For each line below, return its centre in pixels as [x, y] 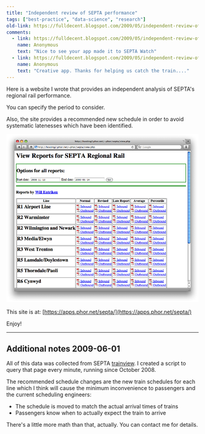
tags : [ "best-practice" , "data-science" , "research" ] [76, 19]
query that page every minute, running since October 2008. [81, 369]
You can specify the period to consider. [56, 107]
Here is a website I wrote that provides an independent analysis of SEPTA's [101, 89]
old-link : [19, 26]
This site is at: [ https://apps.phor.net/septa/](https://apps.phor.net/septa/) [99, 312]
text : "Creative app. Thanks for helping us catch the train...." [103, 71]
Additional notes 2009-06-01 [63, 348]
